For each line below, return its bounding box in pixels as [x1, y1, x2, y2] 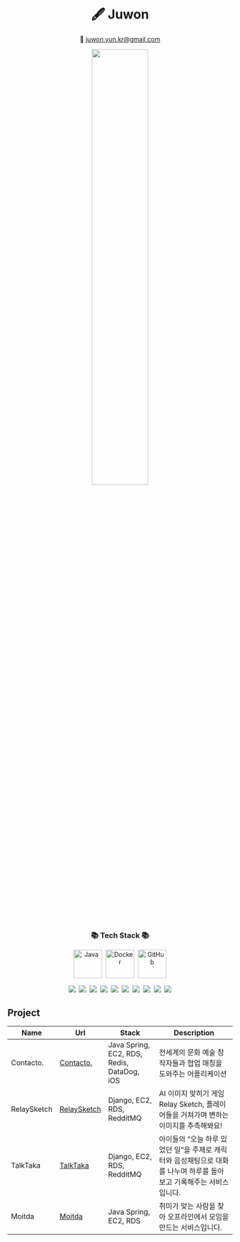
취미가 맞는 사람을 [159, 1201, 216, 1211]
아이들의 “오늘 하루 [159, 1134, 219, 1144]
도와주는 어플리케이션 [159, 1069, 227, 1079]
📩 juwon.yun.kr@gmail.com [79, 34, 161, 44]
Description [174, 1028, 214, 1038]
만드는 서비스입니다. [159, 1223, 223, 1233]
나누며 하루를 [167, 1166, 209, 1176]
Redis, [108, 1058, 129, 1068]
